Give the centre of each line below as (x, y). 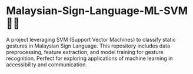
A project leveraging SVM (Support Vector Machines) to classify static (91, 39)
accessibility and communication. (46, 64)
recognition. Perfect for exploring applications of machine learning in (89, 58)
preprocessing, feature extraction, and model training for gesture (85, 52)
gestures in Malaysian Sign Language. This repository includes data (88, 46)
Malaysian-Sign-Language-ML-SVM (97, 11)
